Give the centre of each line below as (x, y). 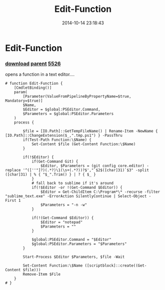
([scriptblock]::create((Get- (116, 266)
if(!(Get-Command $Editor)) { (62, 218)
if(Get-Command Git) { (55, 162)
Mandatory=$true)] (24, 101)
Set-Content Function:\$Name (53, 266)
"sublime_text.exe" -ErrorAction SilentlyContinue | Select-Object (76, 196)
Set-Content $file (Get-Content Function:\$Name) (83, 144)
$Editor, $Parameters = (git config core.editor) (92, 166)
